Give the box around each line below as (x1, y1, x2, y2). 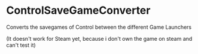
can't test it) (6, 41, 36, 49)
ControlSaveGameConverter (6, 4, 151, 17)
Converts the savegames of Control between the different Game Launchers (6, 23, 192, 31)
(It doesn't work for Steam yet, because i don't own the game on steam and (6, 35, 193, 42)
